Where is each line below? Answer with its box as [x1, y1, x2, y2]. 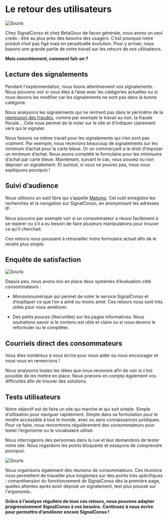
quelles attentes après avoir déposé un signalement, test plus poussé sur [5, 483, 156, 489]
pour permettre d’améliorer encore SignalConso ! [5, 509, 110, 515]
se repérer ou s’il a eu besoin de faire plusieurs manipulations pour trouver [5, 220, 159, 226]
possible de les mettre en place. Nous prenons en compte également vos [5, 373, 156, 379]
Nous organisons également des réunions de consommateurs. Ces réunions [5, 467, 162, 473]
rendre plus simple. [5, 241, 45, 247]
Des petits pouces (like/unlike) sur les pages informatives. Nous [12, 314, 144, 320]
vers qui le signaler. [5, 125, 46, 131]
